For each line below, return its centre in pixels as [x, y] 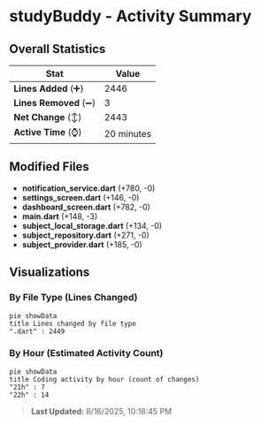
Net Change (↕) [48, 117]
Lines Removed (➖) [54, 103]
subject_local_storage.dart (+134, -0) [92, 225]
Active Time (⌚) [48, 132]
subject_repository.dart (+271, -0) [86, 235]
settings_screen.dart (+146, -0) [81, 197]
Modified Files [50, 167]
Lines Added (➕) [49, 88]
